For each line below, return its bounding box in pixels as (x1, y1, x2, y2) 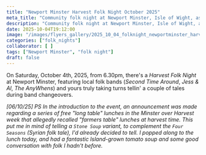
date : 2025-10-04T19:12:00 (6, 26, 75, 32)
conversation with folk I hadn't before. (6, 142, 103, 149)
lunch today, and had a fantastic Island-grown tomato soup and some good (6, 135, 199, 143)
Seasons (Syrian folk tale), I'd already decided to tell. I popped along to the (6, 129, 194, 136)
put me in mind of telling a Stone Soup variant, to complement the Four (6, 122, 184, 129)
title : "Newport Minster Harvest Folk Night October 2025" (6, 9, 161, 15)
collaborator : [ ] (6, 43, 53, 50)
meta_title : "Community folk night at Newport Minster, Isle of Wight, (6, 15, 193, 21)
